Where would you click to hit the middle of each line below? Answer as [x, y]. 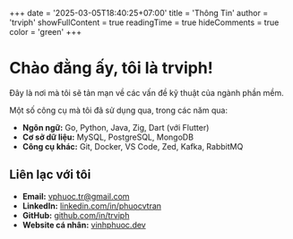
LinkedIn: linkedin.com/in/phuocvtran [92, 206]
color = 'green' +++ [46, 32]
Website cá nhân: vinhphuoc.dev [84, 225]
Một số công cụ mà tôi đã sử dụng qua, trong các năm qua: [119, 110]
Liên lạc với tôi [50, 175]
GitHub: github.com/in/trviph [76, 215]
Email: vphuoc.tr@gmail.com [76, 196]
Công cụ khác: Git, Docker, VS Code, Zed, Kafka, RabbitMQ [133, 146]
